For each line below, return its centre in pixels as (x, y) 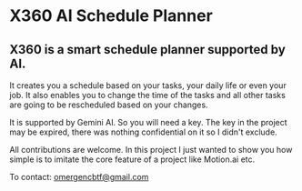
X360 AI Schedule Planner (111, 16)
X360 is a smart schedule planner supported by (148, 50)
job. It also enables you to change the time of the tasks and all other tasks (148, 95)
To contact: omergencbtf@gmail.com (79, 177)
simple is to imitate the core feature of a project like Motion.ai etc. (132, 159)
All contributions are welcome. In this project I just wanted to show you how (151, 150)
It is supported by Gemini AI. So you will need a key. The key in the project (149, 122)
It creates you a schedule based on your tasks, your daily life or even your (148, 85)
